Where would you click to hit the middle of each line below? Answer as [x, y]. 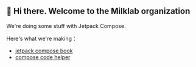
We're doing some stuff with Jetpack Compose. [66, 26]
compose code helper [43, 57]
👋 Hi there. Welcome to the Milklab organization [98, 11]
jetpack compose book [44, 51]
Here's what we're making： [42, 38]
